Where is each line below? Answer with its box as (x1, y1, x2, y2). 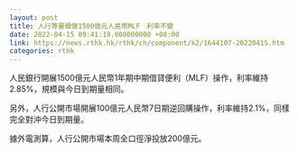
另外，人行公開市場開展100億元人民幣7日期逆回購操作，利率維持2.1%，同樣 (9, 103, 291, 113)
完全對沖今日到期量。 (9, 114, 89, 125)
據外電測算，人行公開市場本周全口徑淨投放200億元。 (9, 133, 207, 144)
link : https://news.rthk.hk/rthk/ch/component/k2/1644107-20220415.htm (9, 38, 285, 48)
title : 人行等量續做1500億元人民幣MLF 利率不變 (9, 22, 174, 31)
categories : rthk (9, 47, 75, 56)
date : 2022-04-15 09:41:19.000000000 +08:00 (9, 30, 180, 39)
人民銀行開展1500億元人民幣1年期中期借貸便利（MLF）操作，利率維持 (9, 73, 269, 84)
